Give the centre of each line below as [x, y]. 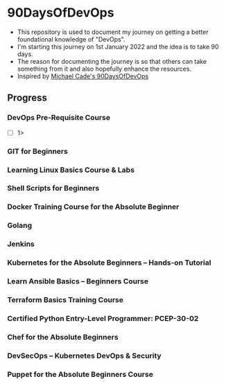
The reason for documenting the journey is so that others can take [112, 61]
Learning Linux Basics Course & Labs [71, 170]
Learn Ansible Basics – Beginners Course [78, 281]
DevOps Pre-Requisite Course [59, 118]
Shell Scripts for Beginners [53, 188]
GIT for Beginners [37, 151]
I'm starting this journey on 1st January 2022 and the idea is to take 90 [118, 46]
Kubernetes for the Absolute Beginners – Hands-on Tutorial [109, 263]
